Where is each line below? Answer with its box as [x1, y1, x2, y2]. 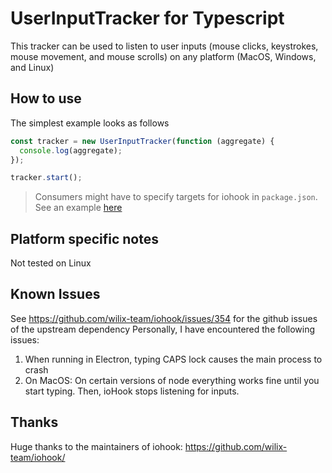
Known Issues [10, 286, 101, 303]
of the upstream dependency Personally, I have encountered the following [10, 323, 316, 335]
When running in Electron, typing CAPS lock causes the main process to [24, 353, 323, 365]
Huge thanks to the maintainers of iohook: [10, 440, 183, 452]
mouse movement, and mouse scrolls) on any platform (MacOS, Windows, [10, 50, 317, 62]
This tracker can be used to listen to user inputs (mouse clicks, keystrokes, [10, 40, 319, 52]
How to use [10, 90, 82, 107]
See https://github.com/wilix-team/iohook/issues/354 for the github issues [10, 312, 318, 324]
